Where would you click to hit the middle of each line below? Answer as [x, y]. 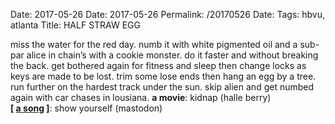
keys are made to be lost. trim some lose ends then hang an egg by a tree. [163, 76]
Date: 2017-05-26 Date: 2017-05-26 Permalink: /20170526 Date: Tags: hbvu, [168, 14]
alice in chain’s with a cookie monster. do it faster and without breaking [172, 55]
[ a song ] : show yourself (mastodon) [86, 108]
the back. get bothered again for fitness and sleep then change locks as [158, 65]
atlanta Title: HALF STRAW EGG [75, 25]
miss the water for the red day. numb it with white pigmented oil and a [154, 44]
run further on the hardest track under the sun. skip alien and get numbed [162, 87]
